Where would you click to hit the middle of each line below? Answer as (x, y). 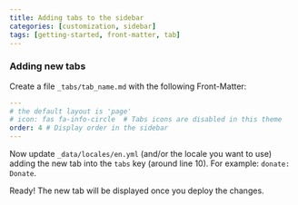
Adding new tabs (48, 66)
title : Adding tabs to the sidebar (77, 18)
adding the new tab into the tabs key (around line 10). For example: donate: (150, 163)
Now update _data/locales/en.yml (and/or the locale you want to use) (141, 154)
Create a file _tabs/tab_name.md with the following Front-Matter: (128, 86)
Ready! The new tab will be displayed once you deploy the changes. (137, 190)
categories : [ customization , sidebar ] (83, 26)
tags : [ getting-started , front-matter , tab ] (95, 34)
